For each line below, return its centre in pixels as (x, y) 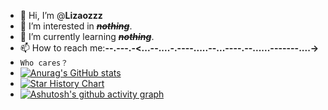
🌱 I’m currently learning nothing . (87, 36)
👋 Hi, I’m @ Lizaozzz (61, 15)
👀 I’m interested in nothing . (76, 26)
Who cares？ (44, 63)
